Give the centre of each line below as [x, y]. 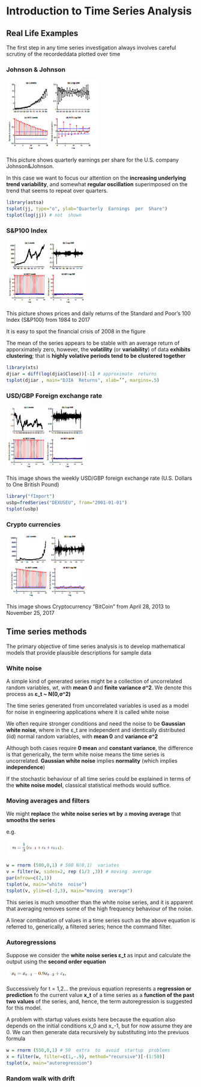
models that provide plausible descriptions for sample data [79, 652]
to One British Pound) [33, 485]
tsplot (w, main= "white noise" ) [46, 885]
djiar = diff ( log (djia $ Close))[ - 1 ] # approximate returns [82, 374]
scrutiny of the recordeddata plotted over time [63, 54]
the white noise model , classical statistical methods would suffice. [88, 786]
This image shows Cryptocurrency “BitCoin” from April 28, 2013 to [88, 607]
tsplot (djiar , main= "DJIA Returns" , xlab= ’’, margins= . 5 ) [83, 380]
